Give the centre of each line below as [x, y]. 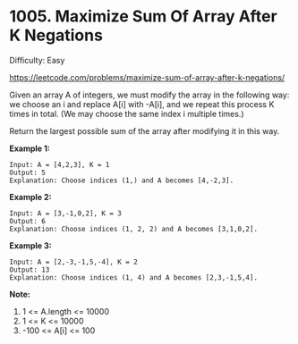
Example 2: [30, 197]
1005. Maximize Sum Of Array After [143, 17]
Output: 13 [30, 270]
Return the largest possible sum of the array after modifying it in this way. [145, 130]
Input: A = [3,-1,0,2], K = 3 [66, 213]
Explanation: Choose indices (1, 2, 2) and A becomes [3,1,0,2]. [133, 229]
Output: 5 [28, 172]
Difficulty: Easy [37, 60]
